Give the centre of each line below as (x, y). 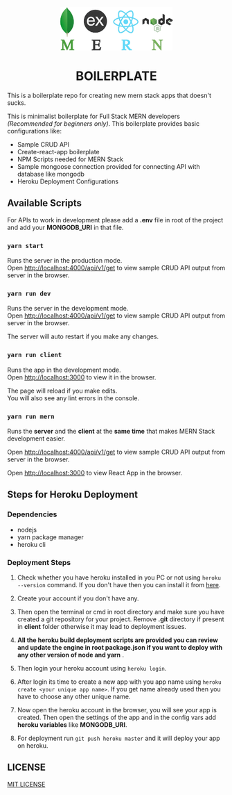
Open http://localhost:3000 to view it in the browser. (82, 377)
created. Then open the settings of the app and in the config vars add (117, 717)
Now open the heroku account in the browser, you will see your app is (117, 710)
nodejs (27, 530)
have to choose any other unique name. (74, 696)
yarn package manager (51, 537)
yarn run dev (29, 293)
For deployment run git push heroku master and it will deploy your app (118, 738)
